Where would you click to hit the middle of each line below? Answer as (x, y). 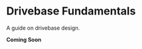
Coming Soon (24, 39)
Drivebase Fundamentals (71, 11)
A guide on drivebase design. (43, 28)
